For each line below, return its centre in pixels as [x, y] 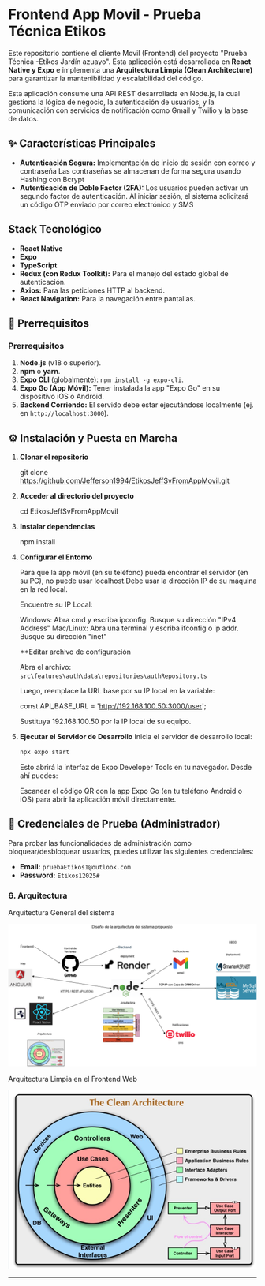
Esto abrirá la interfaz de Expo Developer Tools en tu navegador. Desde [136, 767]
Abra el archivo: [45, 667]
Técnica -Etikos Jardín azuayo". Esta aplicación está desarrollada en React [130, 62]
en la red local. [44, 589]
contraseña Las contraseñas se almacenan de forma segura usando [130, 170]
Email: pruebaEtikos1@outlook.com [75, 866]
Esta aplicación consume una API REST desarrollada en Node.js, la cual [124, 93]
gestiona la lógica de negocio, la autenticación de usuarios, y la [111, 102]
